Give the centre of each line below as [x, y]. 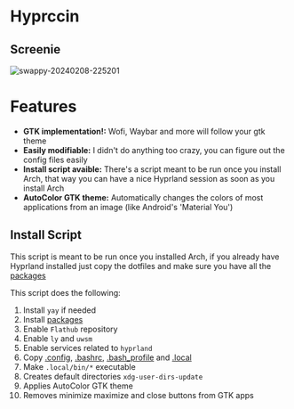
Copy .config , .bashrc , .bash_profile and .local [107, 357]
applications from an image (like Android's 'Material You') [128, 207]
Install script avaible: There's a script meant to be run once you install [152, 169]
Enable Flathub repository [70, 329]
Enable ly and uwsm [57, 338]
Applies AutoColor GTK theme [78, 386]
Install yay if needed [60, 310]
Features [44, 106]
